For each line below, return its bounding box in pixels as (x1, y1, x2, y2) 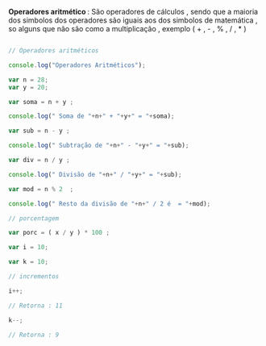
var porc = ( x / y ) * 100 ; (8, 229, 110, 237)
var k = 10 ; (8, 258, 48, 266)
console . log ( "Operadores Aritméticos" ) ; (8, 60, 147, 69)
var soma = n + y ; (8, 98, 74, 106)
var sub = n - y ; (8, 127, 70, 135)
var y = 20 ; (8, 83, 48, 91)
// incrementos (8, 273, 60, 281)
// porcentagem (8, 214, 60, 223)
